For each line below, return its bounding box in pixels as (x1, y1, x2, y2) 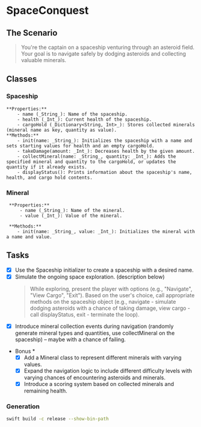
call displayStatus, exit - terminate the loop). (29, 310, 140, 318)
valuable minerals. (20, 57, 67, 63)
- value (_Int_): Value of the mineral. (19, 213, 122, 219)
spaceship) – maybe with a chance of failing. (14, 336, 126, 343)
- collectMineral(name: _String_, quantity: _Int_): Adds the (17, 153, 176, 159)
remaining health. (23, 387, 67, 394)
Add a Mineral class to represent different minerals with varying (23, 354, 182, 361)
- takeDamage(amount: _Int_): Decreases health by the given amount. (17, 148, 196, 154)
